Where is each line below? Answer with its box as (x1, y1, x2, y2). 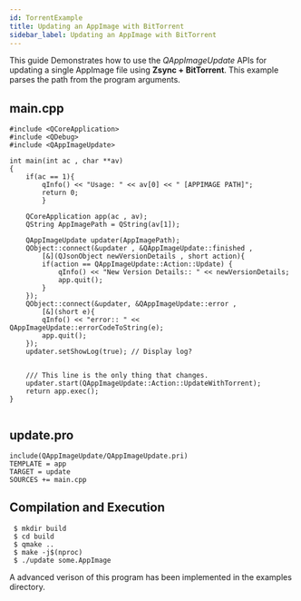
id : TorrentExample (9, 13, 83, 23)
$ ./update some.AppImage (13, 556, 112, 565)
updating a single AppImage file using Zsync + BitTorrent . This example (9, 64, 279, 75)
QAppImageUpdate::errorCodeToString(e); (9, 323, 165, 332)
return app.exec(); (25, 387, 100, 396)
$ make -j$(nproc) (13, 547, 83, 557)
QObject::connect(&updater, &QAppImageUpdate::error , (25, 300, 238, 309)
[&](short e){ (42, 308, 95, 317)
